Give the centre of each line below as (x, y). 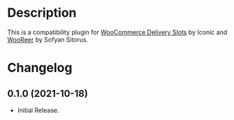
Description (42, 13)
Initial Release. (38, 110)
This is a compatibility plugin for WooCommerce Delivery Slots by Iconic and (117, 32)
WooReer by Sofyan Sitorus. (48, 39)
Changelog (40, 68)
